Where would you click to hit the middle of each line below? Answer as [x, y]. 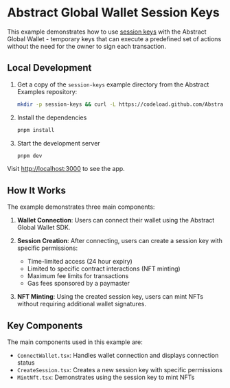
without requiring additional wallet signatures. [81, 304]
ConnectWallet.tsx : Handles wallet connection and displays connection [118, 355]
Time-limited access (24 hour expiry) [80, 262]
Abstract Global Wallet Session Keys [113, 13]
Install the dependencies [52, 117]
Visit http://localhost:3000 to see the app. [66, 169]
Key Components [45, 325]
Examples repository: [47, 91]
